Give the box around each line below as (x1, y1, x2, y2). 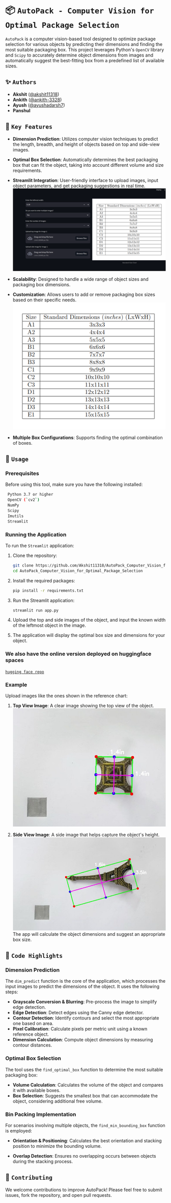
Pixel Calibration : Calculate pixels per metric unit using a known (12, 1026, 148, 1032)
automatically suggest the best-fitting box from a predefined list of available (5, 57, 164, 63)
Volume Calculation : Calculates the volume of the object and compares (12, 1082, 164, 1088)
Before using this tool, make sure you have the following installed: (5, 481, 143, 488)
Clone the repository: (12, 552, 58, 558)
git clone (12, 562, 34, 568)
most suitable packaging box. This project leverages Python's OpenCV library (5, 46, 164, 53)
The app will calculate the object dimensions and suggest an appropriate (12, 931, 165, 937)
